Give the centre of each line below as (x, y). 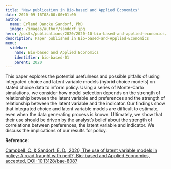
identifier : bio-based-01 (42, 57)
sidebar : (19, 48)
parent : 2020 (28, 62)
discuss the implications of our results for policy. (56, 131)
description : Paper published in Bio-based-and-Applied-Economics (77, 39)
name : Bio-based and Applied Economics (57, 52)
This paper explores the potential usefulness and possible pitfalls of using (83, 76)
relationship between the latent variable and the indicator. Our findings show (85, 104)
